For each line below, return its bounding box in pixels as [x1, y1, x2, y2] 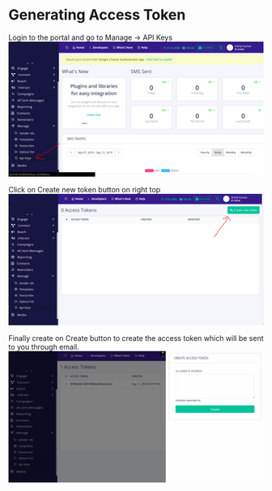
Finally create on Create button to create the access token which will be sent [8, 333, 264, 342]
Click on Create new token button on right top [8, 184, 161, 194]
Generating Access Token [8, 6, 186, 24]
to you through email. [8, 342, 79, 351]
